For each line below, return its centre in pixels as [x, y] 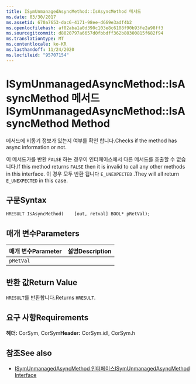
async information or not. [37, 147]
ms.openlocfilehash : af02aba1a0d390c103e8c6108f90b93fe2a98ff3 [85, 28]
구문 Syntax [26, 200]
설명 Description [90, 251]
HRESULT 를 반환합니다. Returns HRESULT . [51, 297]
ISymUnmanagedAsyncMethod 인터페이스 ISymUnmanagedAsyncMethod [102, 368]
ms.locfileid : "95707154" [37, 55]
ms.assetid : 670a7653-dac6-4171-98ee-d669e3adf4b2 [69, 22]
